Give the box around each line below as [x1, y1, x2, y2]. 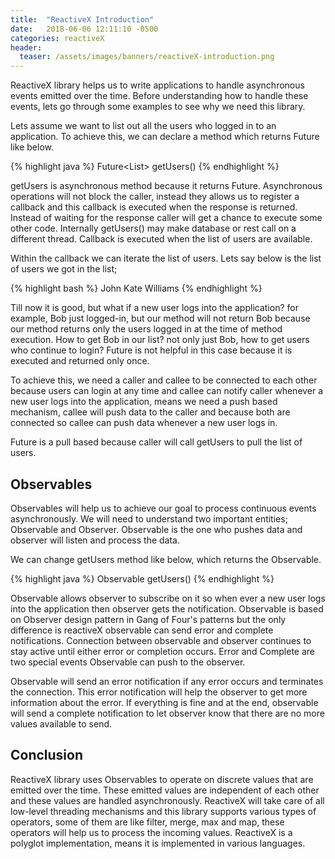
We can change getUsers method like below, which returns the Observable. [10, 553, 322, 565]
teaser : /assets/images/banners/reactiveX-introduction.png [19, 52, 275, 62]
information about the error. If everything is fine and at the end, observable [10, 696, 319, 708]
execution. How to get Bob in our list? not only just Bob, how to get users [10, 334, 310, 346]
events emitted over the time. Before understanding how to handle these [10, 90, 309, 102]
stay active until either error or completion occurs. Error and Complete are [10, 645, 316, 657]
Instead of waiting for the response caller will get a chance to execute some [10, 212, 323, 224]
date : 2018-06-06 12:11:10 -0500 [10, 24, 159, 34]
